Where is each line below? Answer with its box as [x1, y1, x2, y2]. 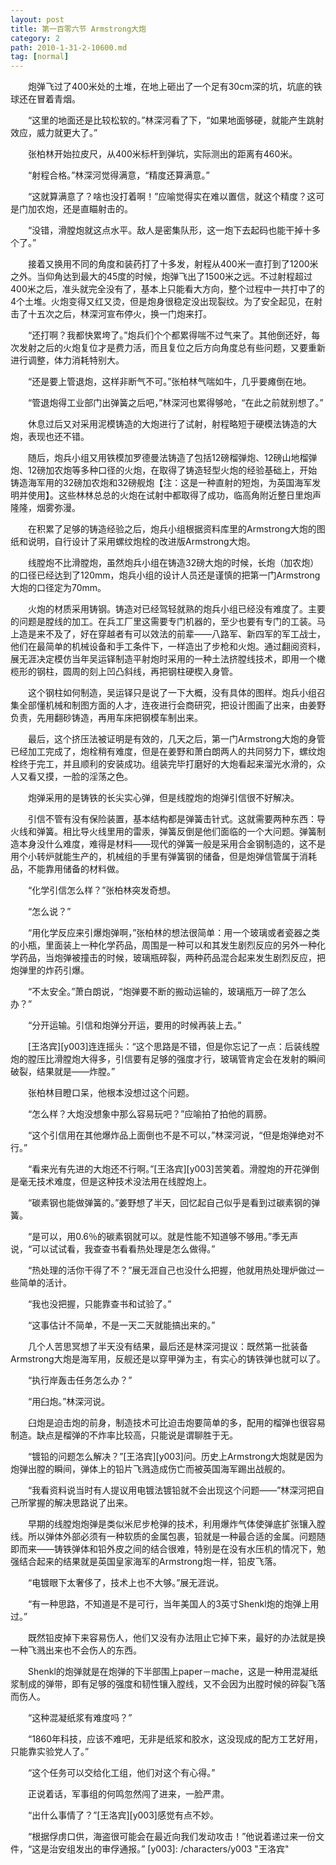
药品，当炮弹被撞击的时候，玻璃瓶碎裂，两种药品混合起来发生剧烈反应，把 [18, 952, 326, 964]
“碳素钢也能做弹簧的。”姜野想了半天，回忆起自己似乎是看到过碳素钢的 [27, 1197, 312, 1209]
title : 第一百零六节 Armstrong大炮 [10, 24, 147, 34]
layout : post [10, 14, 65, 25]
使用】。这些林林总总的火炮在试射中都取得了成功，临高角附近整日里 [27, 489, 304, 501]
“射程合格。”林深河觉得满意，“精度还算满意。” [27, 169, 210, 181]
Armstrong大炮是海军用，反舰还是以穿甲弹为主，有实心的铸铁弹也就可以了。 [10, 1353, 326, 1365]
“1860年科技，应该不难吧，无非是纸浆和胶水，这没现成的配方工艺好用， [27, 1733, 324, 1745]
